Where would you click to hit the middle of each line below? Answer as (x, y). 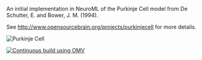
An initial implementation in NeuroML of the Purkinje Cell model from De (97, 9)
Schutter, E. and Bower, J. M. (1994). (52, 15)
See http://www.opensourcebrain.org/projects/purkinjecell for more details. (102, 27)
